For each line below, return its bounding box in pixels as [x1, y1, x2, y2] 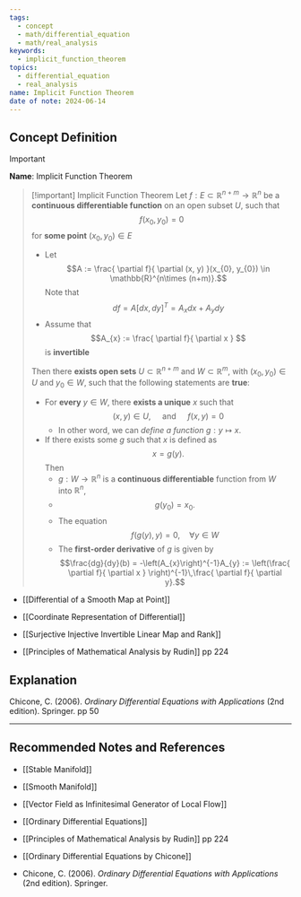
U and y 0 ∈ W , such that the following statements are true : [30, 378, 251, 390]
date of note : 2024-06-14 [9, 96, 106, 106]
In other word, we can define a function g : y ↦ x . [57, 425, 242, 436]
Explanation [9, 672, 78, 687]
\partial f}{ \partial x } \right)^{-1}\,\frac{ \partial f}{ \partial [67, 567, 282, 579]
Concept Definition [9, 129, 118, 144]
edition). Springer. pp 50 [9, 706, 99, 717]
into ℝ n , [57, 483, 87, 496]
